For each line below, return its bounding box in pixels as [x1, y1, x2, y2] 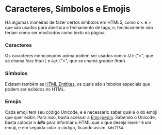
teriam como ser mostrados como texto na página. [5, 30, 106, 35]
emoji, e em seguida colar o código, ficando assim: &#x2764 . [5, 124, 125, 130]
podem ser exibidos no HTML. [5, 86, 65, 92]
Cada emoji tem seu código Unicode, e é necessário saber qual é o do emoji [5, 109, 158, 115]
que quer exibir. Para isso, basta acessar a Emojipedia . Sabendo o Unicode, [5, 114, 156, 120]
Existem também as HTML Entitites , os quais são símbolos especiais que [5, 81, 150, 87]
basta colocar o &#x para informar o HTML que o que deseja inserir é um [5, 120, 151, 125]
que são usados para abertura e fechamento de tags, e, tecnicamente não [5, 24, 153, 30]
